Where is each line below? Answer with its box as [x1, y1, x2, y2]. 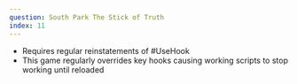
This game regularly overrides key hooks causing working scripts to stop [21, 55, 288, 65]
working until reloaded [21, 64, 105, 75]
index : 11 [9, 21, 46, 30]
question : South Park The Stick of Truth [9, 12, 165, 22]
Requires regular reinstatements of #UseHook [21, 45, 191, 56]
